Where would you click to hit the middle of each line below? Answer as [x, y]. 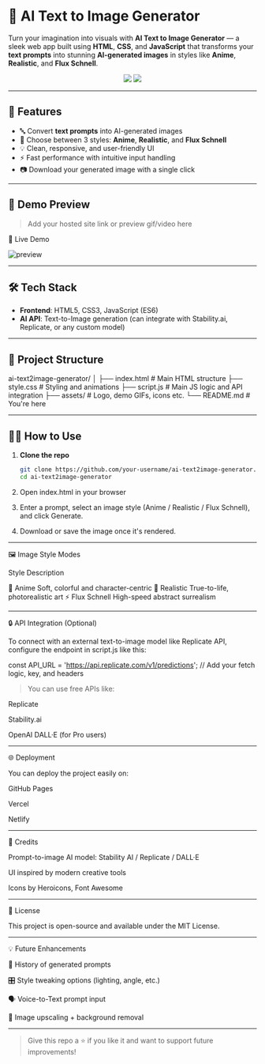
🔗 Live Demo [29, 239]
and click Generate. [51, 515]
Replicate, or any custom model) [72, 327]
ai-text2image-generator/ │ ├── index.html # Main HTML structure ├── [125, 379]
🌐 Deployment [32, 757]
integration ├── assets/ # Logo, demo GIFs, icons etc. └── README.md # [129, 395]
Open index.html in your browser [73, 492]
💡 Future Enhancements [47, 949]
